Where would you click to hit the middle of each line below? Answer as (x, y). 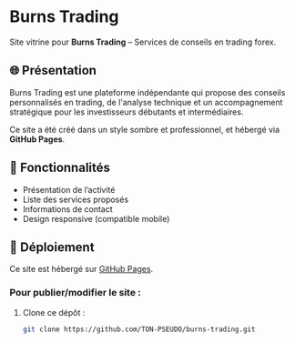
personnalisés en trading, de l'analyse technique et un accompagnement (146, 102)
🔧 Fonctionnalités (60, 168)
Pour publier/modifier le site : (75, 293)
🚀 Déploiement (52, 247)
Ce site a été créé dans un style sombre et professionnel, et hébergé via (145, 129)
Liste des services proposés (76, 199)
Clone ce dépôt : (54, 312)
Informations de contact (67, 209)
